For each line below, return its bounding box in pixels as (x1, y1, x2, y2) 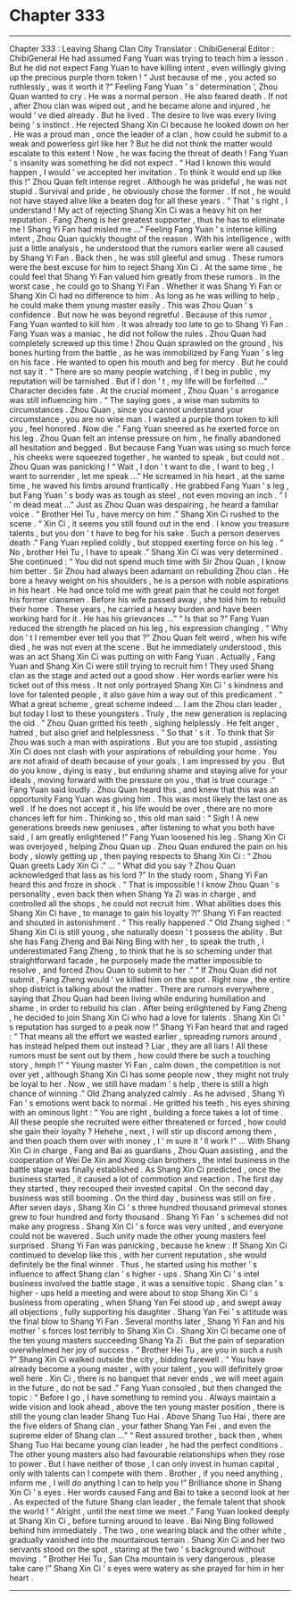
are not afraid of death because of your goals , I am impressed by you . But (9, 755, 286, 766)
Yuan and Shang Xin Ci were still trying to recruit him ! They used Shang (9, 661, 274, 671)
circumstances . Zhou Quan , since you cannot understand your (9, 404, 244, 415)
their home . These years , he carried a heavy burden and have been (9, 603, 262, 614)
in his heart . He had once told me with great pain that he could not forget (9, 585, 279, 595)
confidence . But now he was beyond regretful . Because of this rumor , (9, 309, 272, 320)
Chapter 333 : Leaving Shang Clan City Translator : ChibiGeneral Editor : (9, 43, 275, 54)
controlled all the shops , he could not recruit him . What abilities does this (9, 897, 281, 908)
